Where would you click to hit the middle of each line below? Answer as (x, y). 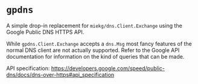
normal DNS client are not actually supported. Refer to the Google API (93, 50)
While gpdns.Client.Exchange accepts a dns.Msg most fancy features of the (99, 44)
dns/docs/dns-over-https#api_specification (60, 74)
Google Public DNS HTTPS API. (45, 32)
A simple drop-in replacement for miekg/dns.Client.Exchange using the (94, 25)
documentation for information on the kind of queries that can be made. (95, 56)
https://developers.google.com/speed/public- (108, 68)
